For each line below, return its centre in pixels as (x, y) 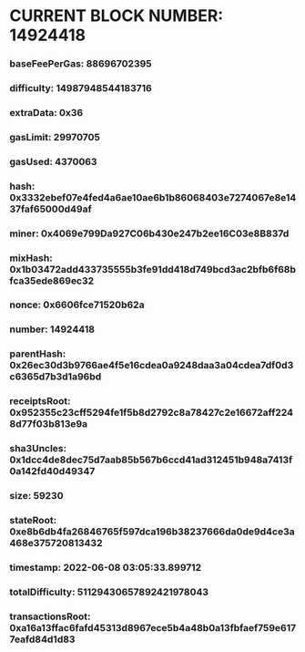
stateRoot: (33, 521)
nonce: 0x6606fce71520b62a (77, 305)
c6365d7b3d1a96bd (56, 377)
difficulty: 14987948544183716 (81, 88)
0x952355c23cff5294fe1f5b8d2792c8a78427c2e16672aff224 (152, 413)
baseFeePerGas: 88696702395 (81, 64)
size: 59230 (36, 496)
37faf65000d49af (51, 209)
